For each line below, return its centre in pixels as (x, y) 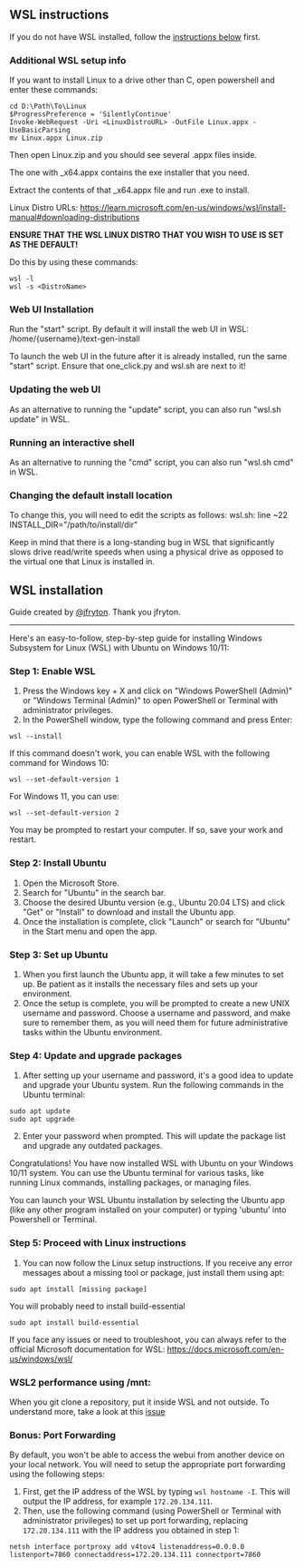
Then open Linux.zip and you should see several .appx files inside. (133, 155)
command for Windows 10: (59, 763)
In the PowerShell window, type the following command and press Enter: (157, 720)
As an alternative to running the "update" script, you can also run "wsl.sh (145, 409)
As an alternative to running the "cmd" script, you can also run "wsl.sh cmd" (152, 462)
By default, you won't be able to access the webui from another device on (147, 1455)
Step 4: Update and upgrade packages (96, 1055)
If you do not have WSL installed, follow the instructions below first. (135, 36)
